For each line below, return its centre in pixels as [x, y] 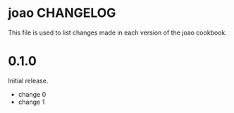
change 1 [31, 102]
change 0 [32, 94]
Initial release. [28, 81]
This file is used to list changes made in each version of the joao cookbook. [118, 32]
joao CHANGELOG [62, 13]
